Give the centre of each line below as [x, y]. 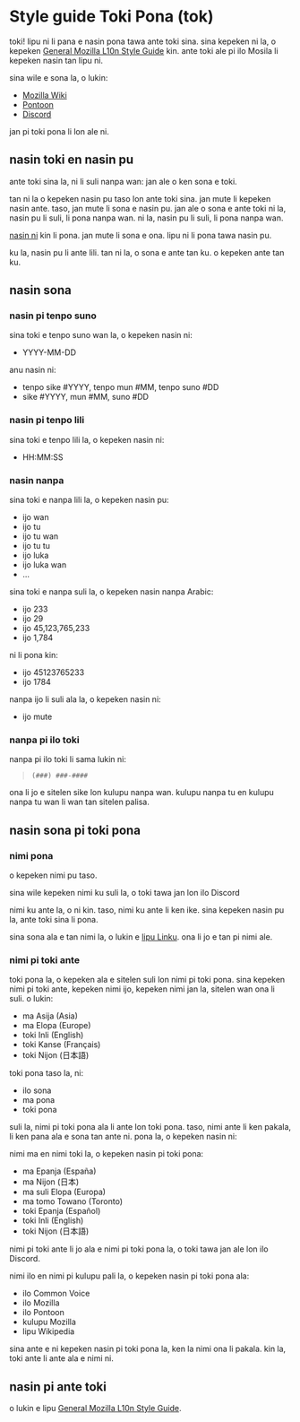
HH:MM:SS [43, 457]
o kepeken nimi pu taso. [53, 875]
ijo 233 [35, 609]
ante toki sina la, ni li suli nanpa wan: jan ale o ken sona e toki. [123, 181]
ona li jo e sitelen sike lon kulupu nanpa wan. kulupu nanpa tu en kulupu [142, 793]
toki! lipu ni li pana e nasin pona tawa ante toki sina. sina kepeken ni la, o [142, 41]
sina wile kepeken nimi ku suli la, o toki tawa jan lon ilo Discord [124, 893]
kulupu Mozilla [49, 1322]
